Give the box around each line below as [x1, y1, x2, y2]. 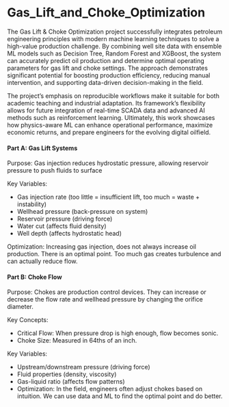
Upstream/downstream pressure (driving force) [16, 363, 150, 371]
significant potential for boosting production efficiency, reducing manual [7, 71, 211, 79]
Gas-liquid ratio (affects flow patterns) [16, 378, 125, 386]
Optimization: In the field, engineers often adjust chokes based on [16, 385, 203, 393]
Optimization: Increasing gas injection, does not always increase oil [7, 243, 197, 251]
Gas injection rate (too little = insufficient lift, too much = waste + [16, 193, 200, 201]
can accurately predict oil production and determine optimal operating [7, 56, 205, 64]
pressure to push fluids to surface [7, 166, 103, 175]
